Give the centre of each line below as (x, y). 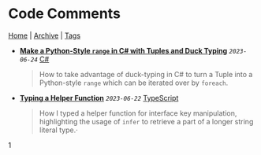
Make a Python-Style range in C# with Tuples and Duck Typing (123, 50)
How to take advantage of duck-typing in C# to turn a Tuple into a (146, 74)
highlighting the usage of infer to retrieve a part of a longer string (146, 121)
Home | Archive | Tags (45, 35)
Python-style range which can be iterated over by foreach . (134, 83)
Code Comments (64, 14)
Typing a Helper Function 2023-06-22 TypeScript (99, 98)
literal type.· (58, 130)
